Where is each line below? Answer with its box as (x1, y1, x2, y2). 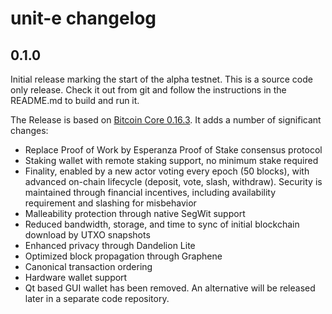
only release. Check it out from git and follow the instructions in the (10, 84, 287, 96)
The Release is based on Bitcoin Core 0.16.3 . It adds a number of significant (10, 114, 322, 126)
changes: (10, 125, 49, 136)
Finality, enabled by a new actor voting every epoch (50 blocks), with (24, 165, 310, 177)
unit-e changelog (10, 7, 157, 30)
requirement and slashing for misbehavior (24, 197, 197, 209)
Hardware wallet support (24, 272, 128, 283)
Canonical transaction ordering (24, 261, 153, 272)
